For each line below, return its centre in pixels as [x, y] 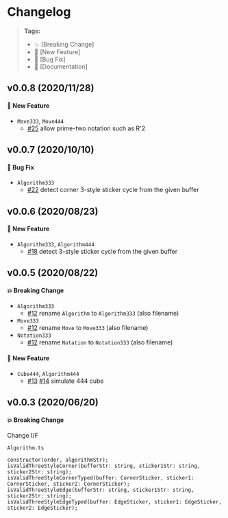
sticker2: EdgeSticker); [42, 508]
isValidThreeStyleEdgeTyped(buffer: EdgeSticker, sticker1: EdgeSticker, [115, 502]
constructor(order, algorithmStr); [58, 460]
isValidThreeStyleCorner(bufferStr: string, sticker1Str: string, [104, 466]
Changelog [39, 12]
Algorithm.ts [26, 448]
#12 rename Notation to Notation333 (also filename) [100, 342]
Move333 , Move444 [40, 121]
